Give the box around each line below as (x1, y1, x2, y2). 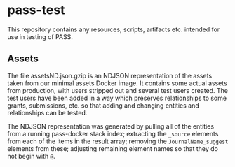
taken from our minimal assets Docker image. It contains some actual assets (7, 79, 228, 87)
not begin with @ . (7, 152, 55, 160)
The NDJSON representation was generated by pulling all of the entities (7, 122, 215, 131)
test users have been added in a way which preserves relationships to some (7, 94, 227, 102)
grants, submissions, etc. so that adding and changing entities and (7, 101, 200, 110)
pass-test (7, 2, 65, 18)
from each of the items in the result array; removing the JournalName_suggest (7, 137, 229, 145)
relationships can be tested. (7, 108, 88, 117)
